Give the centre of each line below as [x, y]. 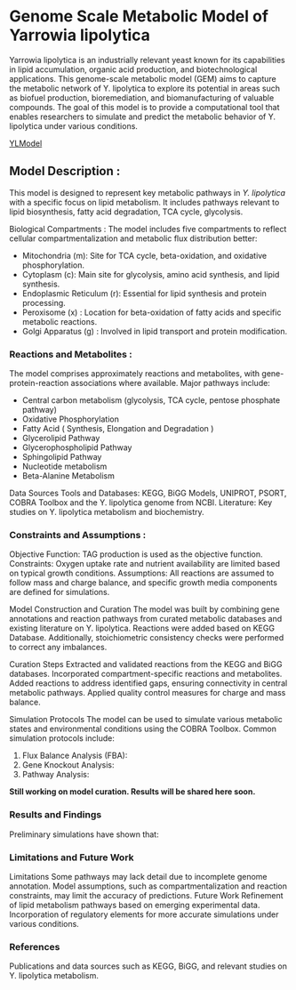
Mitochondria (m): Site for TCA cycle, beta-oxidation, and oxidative [144, 255]
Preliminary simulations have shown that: [84, 834]
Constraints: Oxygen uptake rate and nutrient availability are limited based [144, 564]
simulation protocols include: [62, 738]
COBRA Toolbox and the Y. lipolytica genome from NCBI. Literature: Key [141, 503]
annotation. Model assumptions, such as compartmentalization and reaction [148, 886]
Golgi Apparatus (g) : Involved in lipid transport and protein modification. [155, 331]
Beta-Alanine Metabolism [68, 476]
